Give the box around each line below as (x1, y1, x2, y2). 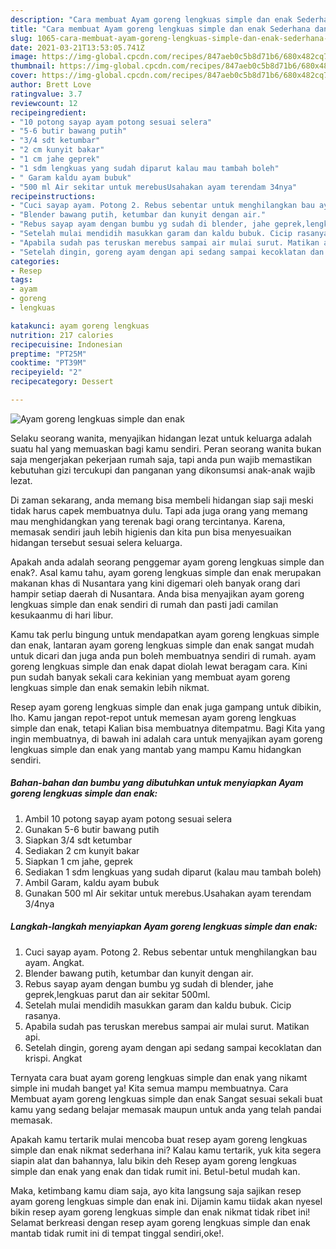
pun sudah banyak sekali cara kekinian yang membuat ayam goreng (10, 671, 291, 683)
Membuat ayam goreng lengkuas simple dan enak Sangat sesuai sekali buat (10, 1092, 323, 1105)
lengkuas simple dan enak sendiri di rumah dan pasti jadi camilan (10, 598, 279, 610)
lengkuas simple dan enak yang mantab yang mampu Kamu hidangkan (10, 743, 302, 755)
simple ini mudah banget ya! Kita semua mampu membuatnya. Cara (10, 1082, 289, 1094)
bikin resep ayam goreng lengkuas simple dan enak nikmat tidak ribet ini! (10, 1206, 311, 1218)
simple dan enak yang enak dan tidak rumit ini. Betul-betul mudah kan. (10, 1165, 301, 1177)
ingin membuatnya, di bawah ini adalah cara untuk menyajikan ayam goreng (10, 732, 323, 745)
